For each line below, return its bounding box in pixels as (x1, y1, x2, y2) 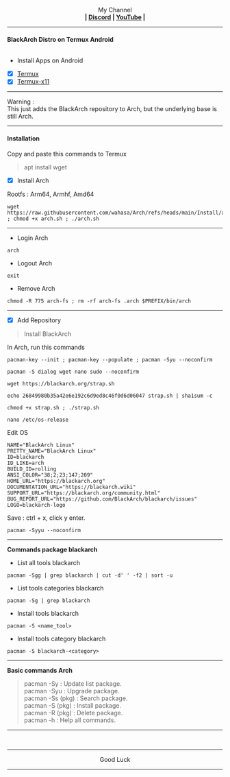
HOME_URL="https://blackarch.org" (7, 477, 106, 484)
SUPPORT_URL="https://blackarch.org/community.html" (7, 490, 161, 497)
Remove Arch (16, 284, 55, 292)
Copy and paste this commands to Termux (7, 150, 127, 158)
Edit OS (7, 428, 29, 436)
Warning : (7, 97, 34, 106)
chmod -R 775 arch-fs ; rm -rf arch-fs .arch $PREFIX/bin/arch (7, 298, 192, 304)
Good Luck (99, 755, 131, 763)
